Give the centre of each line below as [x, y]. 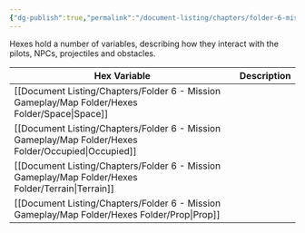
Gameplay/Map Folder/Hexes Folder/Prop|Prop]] [117, 214]
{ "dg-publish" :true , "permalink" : [73, 18]
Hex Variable [123, 75]
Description [265, 75]
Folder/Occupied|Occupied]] [76, 150]
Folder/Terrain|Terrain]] [64, 189]
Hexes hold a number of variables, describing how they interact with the [144, 44]
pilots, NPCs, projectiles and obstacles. [83, 53]
